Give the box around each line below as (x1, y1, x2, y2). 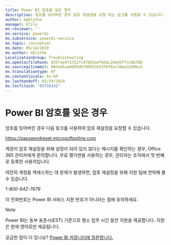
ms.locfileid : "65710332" (5, 83, 60, 88)
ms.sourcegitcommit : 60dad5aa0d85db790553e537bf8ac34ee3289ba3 (5, 64, 143, 69)
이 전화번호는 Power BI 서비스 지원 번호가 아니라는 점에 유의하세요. (5, 196, 139, 202)
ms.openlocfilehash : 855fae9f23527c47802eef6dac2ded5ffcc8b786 (5, 60, 143, 65)
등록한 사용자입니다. (10, 158, 51, 164)
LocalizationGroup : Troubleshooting (5, 55, 83, 60)
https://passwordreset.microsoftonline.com (5, 135, 96, 141)
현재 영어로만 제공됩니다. (10, 223, 60, 230)
